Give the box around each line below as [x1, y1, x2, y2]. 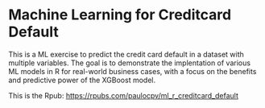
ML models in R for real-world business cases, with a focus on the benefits [8, 66, 257, 76]
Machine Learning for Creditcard [8, 6, 232, 24]
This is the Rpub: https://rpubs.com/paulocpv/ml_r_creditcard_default [8, 90, 239, 100]
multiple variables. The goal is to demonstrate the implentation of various [8, 58, 251, 68]
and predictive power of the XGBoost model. [8, 75, 155, 85]
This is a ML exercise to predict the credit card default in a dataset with [8, 49, 244, 59]
